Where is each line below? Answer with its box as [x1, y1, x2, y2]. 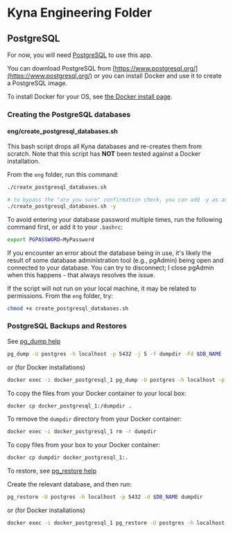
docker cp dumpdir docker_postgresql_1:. [7, 454, 129, 462]
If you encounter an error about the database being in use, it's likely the [7, 248, 212, 257]
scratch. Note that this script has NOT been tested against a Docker [7, 150, 201, 158]
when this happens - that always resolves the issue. [7, 270, 156, 279]
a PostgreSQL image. [7, 79, 68, 87]
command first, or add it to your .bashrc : [7, 222, 123, 231]
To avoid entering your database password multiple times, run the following [7, 215, 223, 223]
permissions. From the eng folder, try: [7, 291, 113, 299]
